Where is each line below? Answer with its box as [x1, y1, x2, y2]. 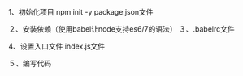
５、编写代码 [8, 59, 51, 68]
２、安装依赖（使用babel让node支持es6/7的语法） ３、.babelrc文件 [8, 24, 235, 34]
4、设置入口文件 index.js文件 [8, 41, 106, 51]
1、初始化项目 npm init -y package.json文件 [8, 7, 154, 16]
